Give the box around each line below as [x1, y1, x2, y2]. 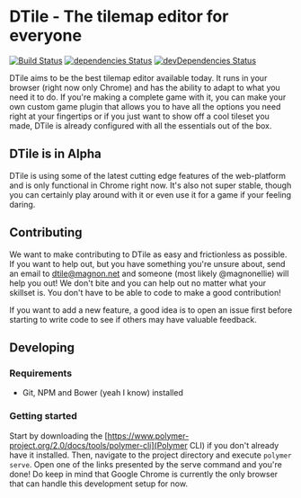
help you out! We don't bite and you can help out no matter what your [9, 277, 267, 289]
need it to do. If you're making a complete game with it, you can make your [9, 92, 287, 102]
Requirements [9, 367, 73, 379]
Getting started [9, 410, 78, 422]
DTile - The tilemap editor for [9, 6, 229, 27]
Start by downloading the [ [9, 430, 108, 441]
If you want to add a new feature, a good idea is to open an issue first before [9, 304, 293, 316]
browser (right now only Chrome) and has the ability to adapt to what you [9, 82, 280, 93]
